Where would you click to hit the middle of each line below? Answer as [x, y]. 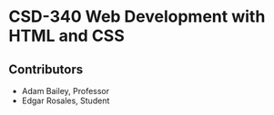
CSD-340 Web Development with [137, 17]
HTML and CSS [66, 36]
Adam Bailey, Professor [66, 91]
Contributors [46, 69]
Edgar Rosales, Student [66, 101]
